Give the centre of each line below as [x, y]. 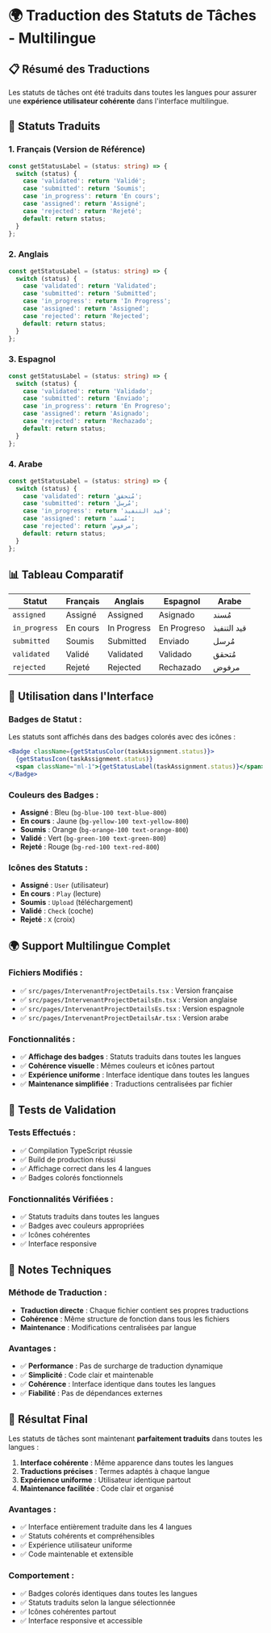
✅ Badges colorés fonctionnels [71, 1177]
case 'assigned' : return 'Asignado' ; [86, 414]
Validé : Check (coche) [57, 911]
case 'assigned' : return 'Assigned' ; [86, 309]
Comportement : [42, 1576]
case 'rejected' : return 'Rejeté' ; [83, 211]
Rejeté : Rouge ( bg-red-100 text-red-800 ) [90, 846]
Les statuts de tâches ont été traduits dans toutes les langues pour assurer [133, 92]
